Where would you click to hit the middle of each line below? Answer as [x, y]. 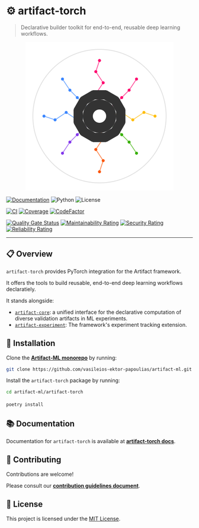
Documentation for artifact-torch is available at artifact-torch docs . [91, 441]
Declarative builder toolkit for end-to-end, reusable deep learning [100, 27]
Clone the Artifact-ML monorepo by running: [62, 358]
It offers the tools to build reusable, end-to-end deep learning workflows [94, 282]
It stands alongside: [30, 300]
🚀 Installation [31, 343]
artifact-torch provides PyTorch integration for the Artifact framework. [94, 271]
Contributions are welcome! [40, 474]
